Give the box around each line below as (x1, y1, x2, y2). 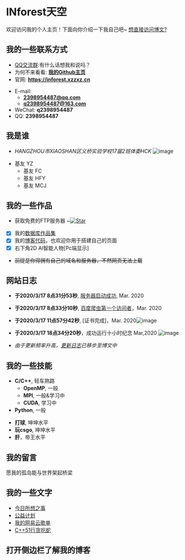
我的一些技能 (6, 360, 53, 370)
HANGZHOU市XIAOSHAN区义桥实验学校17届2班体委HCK (14, 147, 152, 154)
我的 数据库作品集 (14, 229, 56, 237)
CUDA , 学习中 (23, 399, 57, 407)
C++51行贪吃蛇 (14, 526, 51, 533)
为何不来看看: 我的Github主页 (14, 68, 86, 75)
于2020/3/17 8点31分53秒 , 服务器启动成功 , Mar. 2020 (14, 292, 144, 299)
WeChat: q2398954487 (14, 106, 73, 113)
